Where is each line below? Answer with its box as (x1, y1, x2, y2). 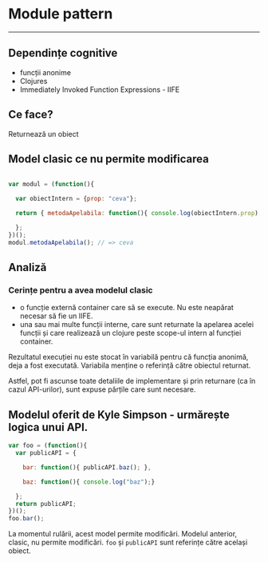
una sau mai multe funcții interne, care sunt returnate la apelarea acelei (19, 320, 254, 329)
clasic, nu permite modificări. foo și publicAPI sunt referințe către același (8, 537, 248, 548)
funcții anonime (19, 67, 72, 77)
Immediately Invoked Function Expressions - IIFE (19, 85, 180, 94)
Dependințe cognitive (8, 46, 118, 60)
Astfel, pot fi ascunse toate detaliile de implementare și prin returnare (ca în (8, 377, 256, 386)
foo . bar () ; (8, 515, 45, 523)
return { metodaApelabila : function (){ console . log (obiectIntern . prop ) (15, 209, 259, 217)
